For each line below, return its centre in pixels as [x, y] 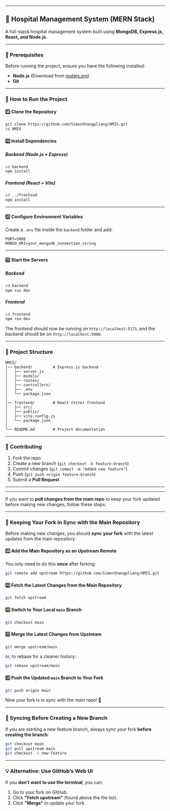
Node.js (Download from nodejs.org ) [51, 76]
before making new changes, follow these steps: [56, 504]
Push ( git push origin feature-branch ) [54, 474]
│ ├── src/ [19, 407]
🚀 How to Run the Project [36, 99]
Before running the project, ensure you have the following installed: [75, 66]
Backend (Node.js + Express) [37, 154]
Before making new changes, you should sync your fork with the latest [79, 533]
